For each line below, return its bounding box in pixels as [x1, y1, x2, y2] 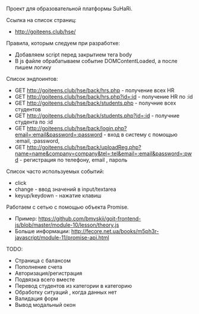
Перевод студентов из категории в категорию [14, 282, 132, 289]
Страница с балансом [14, 257, 71, 264]
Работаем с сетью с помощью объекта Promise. [6, 203, 129, 211]
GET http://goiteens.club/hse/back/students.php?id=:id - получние [14, 112, 180, 119]
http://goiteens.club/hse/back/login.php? [26, 125, 127, 131]
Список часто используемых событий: [6, 168, 105, 175]
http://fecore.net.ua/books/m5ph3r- [71, 228, 159, 234]
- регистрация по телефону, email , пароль [20, 156, 128, 163]
